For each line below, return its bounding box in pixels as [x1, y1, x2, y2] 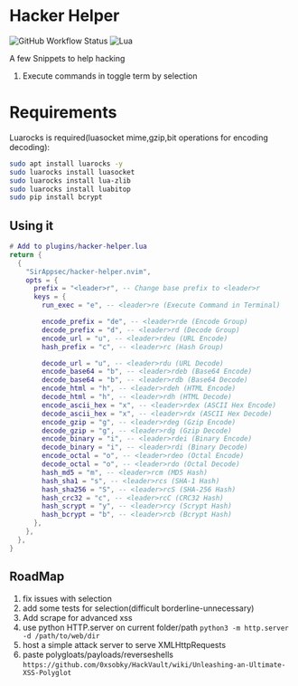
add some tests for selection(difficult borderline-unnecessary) [22, 603, 255, 614]
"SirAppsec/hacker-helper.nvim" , [25, 267, 152, 276]
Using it [9, 218, 54, 233]
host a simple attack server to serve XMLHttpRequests [22, 639, 227, 650]
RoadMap [9, 569, 65, 585]
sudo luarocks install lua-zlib [9, 176, 131, 186]
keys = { [33, 292, 67, 301]
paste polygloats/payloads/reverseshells [22, 649, 174, 660]
